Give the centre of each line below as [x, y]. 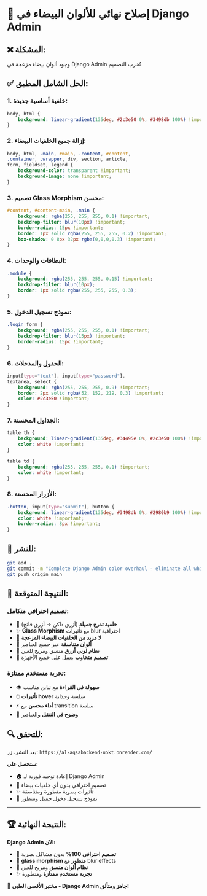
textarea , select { [32, 381]
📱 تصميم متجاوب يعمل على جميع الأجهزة [62, 657]
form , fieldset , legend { [40, 165]
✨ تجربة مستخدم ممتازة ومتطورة [54, 874]
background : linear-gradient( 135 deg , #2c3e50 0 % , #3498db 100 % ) [102, 119]
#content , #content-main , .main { [51, 211]
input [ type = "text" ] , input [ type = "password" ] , [66, 376]
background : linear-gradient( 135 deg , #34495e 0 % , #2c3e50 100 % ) [102, 439]
